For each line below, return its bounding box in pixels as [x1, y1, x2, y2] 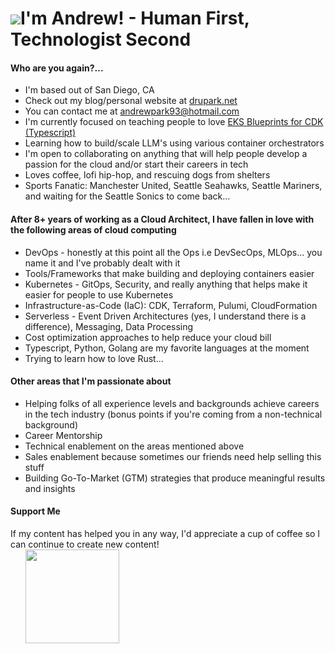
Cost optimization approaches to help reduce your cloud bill [24, 331, 272, 343]
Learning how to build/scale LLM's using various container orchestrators [24, 137, 325, 149]
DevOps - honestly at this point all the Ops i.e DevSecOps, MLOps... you [24, 246, 323, 258]
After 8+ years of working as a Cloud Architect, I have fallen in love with [10, 213, 315, 225]
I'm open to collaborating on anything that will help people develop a [24, 148, 308, 160]
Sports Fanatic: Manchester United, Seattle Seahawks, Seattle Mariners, [24, 180, 323, 192]
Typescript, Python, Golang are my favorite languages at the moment [24, 342, 310, 354]
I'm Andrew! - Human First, [20, 7, 250, 30]
